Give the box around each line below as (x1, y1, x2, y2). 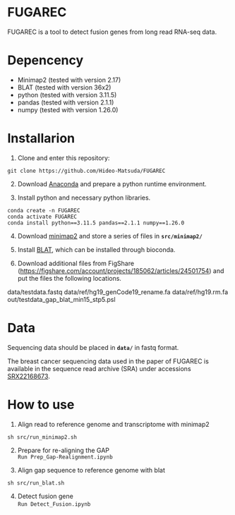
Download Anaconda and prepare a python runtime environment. (17, 179, 207, 188)
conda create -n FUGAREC (7, 207, 80, 214)
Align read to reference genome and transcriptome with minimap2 (17, 420, 210, 428)
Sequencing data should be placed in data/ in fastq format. (7, 343, 179, 351)
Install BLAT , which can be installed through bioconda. (17, 245, 176, 254)
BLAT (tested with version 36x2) (17, 83, 112, 92)
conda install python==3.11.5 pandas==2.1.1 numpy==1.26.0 (7, 219, 185, 226)
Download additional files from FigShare (17, 259, 135, 267)
